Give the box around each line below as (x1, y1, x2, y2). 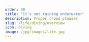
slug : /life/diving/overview (5, 20, 65, 26)
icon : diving (5, 25, 32, 30)
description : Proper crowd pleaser (5, 16, 78, 21)
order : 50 (5, 7, 26, 12)
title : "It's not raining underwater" (5, 12, 85, 16)
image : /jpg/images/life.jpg (5, 29, 65, 34)
